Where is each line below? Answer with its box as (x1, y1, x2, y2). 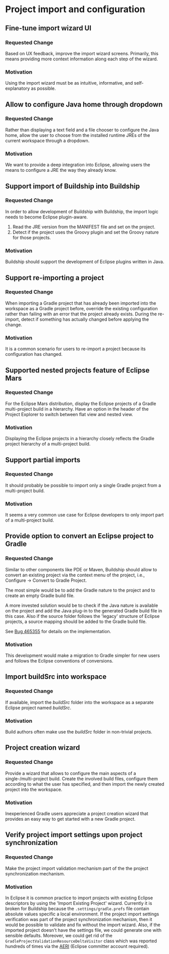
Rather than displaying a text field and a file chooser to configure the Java (5, 127, 159, 133)
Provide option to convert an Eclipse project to (5, 532, 154, 540)
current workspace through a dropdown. (5, 137, 90, 143)
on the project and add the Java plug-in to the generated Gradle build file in (5, 607, 162, 614)
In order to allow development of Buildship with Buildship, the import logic (5, 208, 159, 214)
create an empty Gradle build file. (5, 592, 75, 599)
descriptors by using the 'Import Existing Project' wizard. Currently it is (5, 900, 152, 906)
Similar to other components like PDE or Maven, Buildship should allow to (5, 566, 157, 572)
